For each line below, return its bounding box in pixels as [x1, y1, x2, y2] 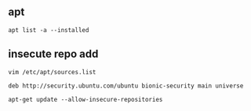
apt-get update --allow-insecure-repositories [8, 95, 163, 103]
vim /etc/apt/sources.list [8, 68, 96, 76]
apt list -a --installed [8, 26, 89, 34]
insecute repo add [8, 48, 99, 61]
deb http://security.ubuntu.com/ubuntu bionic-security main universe [8, 81, 244, 90]
